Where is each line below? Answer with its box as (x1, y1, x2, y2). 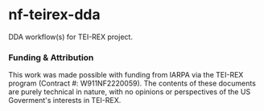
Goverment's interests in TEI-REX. (8, 96, 122, 105)
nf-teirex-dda (8, 6, 101, 24)
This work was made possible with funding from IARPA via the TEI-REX (8, 70, 244, 80)
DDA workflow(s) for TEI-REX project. (8, 32, 133, 42)
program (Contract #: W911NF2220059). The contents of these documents (8, 78, 256, 89)
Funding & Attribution (8, 52, 94, 63)
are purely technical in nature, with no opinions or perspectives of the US (8, 87, 251, 97)
